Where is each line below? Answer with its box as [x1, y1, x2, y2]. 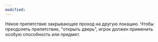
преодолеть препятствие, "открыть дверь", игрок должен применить [5, 26, 154, 32]
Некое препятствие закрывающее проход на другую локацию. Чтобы [5, 21, 154, 27]
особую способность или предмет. [5, 31, 80, 37]
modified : [5, 7, 26, 12]
